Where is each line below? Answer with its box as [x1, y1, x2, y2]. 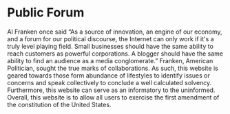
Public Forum [7, 5, 85, 21]
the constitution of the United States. [7, 100, 112, 109]
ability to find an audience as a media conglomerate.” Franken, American [7, 56, 213, 65]
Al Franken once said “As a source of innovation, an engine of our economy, [7, 27, 222, 36]
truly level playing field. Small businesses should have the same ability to [7, 42, 213, 50]
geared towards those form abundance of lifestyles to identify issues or [7, 71, 210, 80]
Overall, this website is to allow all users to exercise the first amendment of [7, 93, 220, 101]
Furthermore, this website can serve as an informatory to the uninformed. [7, 86, 216, 94]
